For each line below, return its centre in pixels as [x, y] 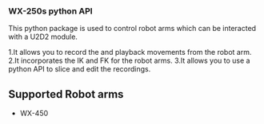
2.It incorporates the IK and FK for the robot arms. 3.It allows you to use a [129, 60]
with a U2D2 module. [43, 37]
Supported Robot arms [66, 94]
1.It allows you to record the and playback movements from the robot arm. [130, 52]
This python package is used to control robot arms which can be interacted [132, 29]
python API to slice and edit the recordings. [80, 69]
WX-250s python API [51, 11]
